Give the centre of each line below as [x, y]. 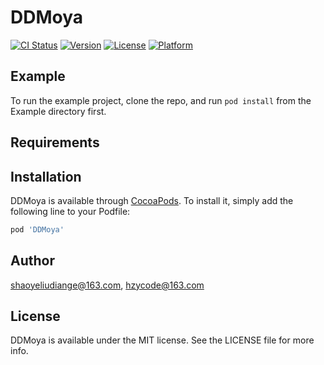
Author [32, 261]
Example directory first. [58, 111]
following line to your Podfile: [70, 211]
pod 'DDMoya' [37, 229]
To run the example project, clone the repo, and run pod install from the [161, 100]
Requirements [55, 142]
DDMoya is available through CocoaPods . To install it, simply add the [152, 200]
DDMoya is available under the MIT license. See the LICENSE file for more [162, 340]
